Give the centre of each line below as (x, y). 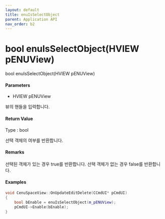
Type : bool (17, 130)
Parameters (18, 85)
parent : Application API (31, 19)
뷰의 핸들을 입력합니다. (27, 107)
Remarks (15, 152)
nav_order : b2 (20, 24)
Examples (16, 182)
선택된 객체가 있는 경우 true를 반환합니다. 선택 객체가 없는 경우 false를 (74, 164)
